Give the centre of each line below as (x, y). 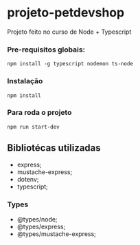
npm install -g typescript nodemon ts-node (70, 64)
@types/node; (37, 219)
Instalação (25, 81)
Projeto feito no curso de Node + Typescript (69, 32)
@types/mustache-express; (56, 234)
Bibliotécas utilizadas (54, 148)
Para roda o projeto (39, 113)
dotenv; (28, 179)
